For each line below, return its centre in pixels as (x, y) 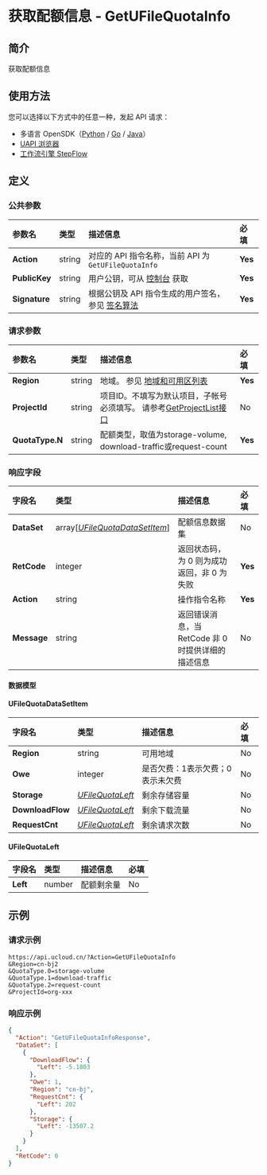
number (59, 885)
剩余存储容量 (166, 795)
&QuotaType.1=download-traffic (60, 978)
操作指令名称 (202, 599)
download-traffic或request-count (164, 446)
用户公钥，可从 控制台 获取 (138, 278)
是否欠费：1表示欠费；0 (187, 768)
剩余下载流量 (166, 810)
